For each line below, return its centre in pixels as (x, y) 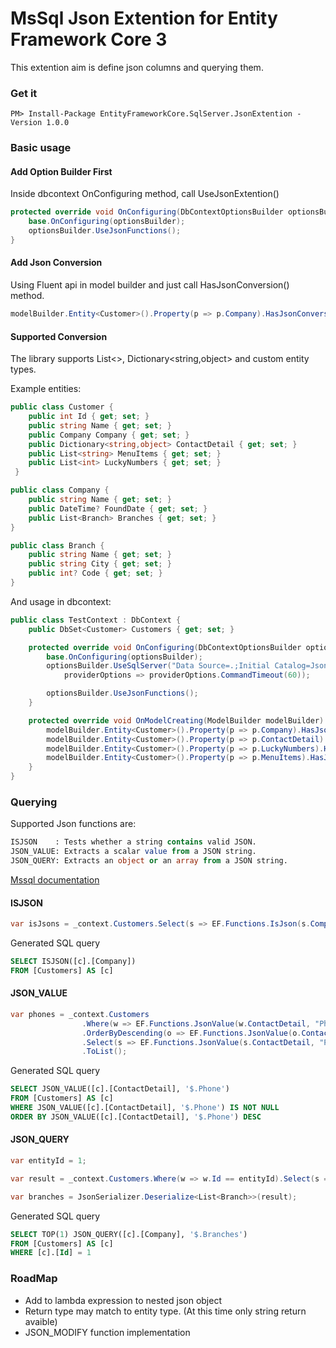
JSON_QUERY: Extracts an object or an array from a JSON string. (149, 861)
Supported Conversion (59, 336)
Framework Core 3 (89, 39)
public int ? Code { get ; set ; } (95, 573)
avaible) (41, 1321)
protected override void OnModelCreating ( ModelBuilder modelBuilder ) (176, 720)
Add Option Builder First (61, 171)
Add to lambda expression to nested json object (123, 1300)
